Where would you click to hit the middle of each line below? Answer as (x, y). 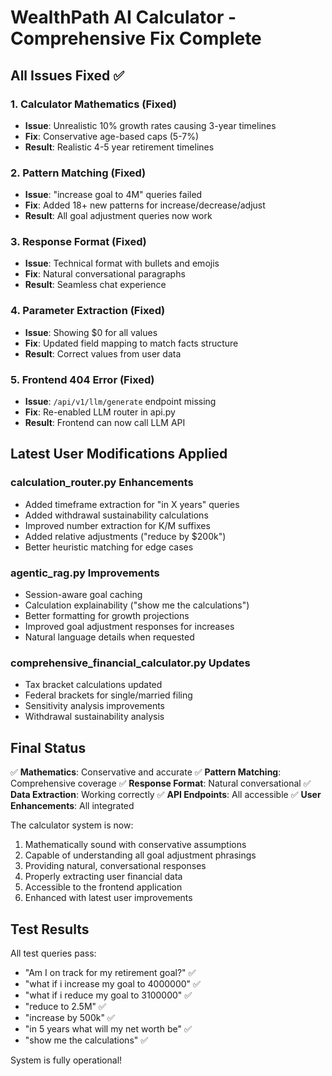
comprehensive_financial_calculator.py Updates (130, 663)
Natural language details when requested (109, 637)
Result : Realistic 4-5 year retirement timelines (119, 147)
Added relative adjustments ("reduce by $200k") (125, 536)
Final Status (48, 747)
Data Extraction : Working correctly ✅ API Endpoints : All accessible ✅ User (166, 795)
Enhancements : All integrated (72, 806)
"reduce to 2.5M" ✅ (65, 1006)
